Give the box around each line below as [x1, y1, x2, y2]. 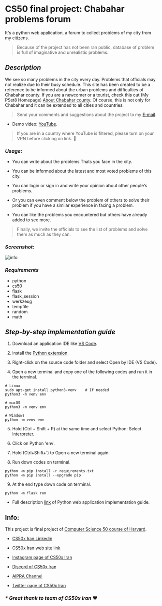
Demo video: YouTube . [12, 121, 58, 127]
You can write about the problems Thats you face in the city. [12, 159, 133, 164]
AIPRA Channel [12, 573, 43, 579]
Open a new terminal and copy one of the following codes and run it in [12, 369, 152, 375]
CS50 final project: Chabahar [5, 3, 125, 15]
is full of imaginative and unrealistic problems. [16, 49, 109, 55]
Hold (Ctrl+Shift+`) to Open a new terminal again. [12, 450, 110, 456]
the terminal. [12, 374, 38, 380]
